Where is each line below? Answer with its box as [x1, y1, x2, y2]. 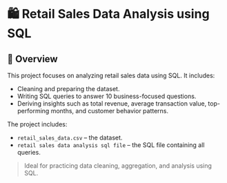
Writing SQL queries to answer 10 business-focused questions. [17, 92, 197, 100]
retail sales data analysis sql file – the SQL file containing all [17, 141, 205, 149]
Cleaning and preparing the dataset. [17, 85, 120, 93]
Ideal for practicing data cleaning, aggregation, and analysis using [23, 162, 213, 170]
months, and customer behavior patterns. [50, 107, 169, 115]
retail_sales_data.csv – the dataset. [17, 133, 123, 142]
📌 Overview [7, 53, 58, 65]
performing [17, 107, 50, 115]
